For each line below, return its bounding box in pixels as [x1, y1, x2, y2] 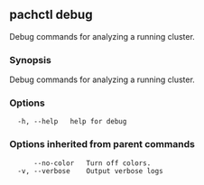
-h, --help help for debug [17, 117, 127, 126]
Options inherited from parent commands [9, 138, 196, 151]
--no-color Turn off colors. [32, 158, 152, 168]
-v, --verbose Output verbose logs [17, 166, 164, 175]
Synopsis [9, 53, 51, 66]
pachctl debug [9, 7, 93, 23]
